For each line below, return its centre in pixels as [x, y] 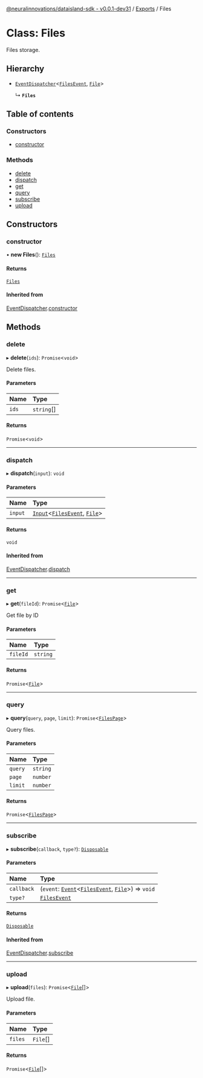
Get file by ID [23, 615]
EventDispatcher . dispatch [38, 569]
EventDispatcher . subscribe [40, 953]
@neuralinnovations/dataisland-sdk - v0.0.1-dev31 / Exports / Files [89, 9]
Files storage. [23, 50]
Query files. [21, 729]
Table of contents [40, 114]
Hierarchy [25, 69]
